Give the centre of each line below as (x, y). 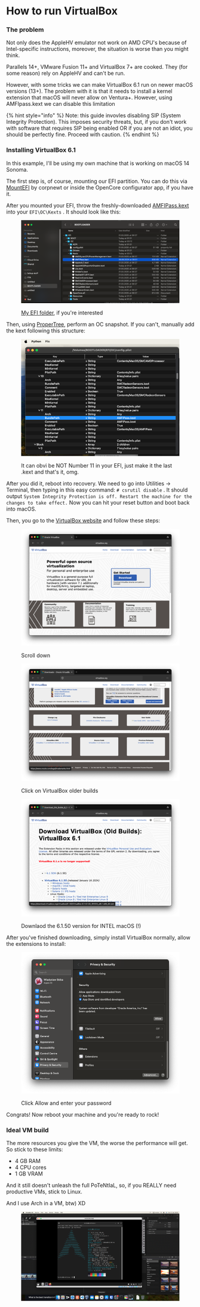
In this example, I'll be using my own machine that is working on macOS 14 (98, 163)
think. (13, 56)
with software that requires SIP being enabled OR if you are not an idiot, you (99, 128)
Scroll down (36, 655)
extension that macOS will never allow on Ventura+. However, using (89, 97)
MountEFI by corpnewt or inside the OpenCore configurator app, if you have (100, 187)
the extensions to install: (36, 944)
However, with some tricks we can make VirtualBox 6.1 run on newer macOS (100, 85)
